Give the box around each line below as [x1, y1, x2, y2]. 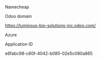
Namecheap [5, 4, 29, 10]
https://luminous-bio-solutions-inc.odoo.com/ [5, 23, 96, 28]
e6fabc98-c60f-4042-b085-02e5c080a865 [5, 50, 93, 56]
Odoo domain [5, 13, 32, 19]
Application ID [5, 41, 33, 47]
